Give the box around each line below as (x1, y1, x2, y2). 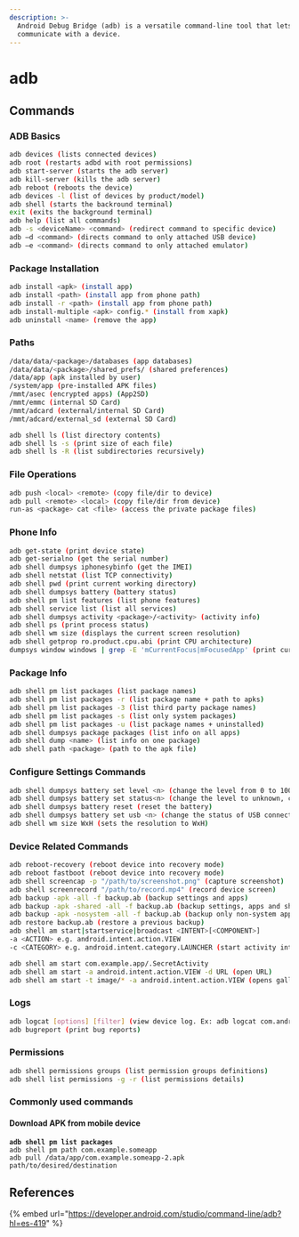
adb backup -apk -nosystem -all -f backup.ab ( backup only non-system (9, 910, 277, 919)
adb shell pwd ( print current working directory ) (9, 579, 198, 588)
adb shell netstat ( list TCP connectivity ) (9, 571, 174, 580)
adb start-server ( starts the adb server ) (9, 166, 169, 175)
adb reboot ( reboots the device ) (9, 183, 133, 192)
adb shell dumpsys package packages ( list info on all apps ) (9, 728, 241, 737)
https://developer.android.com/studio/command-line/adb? (68, 1209, 282, 1219)
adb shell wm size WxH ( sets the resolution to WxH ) (9, 820, 209, 829)
